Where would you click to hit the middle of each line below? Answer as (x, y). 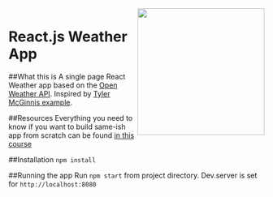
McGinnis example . (41, 102)
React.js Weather (68, 37)
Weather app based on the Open (63, 85)
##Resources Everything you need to (71, 118)
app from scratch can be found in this (71, 135)
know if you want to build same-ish (67, 126)
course (20, 143)
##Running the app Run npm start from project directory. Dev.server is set (133, 175)
